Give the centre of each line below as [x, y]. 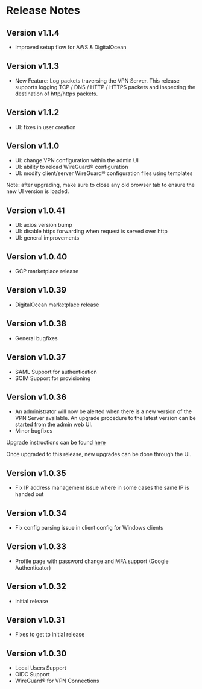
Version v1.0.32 [36, 587]
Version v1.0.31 [36, 620]
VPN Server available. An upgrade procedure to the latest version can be [105, 418]
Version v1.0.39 [36, 290]
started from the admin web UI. [54, 424]
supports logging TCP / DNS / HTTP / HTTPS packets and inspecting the [105, 87]
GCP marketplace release [47, 271]
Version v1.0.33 [36, 547]
